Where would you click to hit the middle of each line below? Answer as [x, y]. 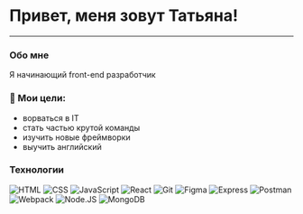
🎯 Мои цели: [37, 98]
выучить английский [62, 146]
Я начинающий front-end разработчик [83, 75]
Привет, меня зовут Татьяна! [124, 16]
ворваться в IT [50, 117]
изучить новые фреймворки [76, 137]
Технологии [37, 170]
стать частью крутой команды [81, 127]
